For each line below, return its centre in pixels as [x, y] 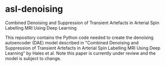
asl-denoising [34, 9]
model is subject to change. [33, 58]
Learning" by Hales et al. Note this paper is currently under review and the [81, 53]
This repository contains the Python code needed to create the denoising [79, 37]
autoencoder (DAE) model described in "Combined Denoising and [72, 42]
